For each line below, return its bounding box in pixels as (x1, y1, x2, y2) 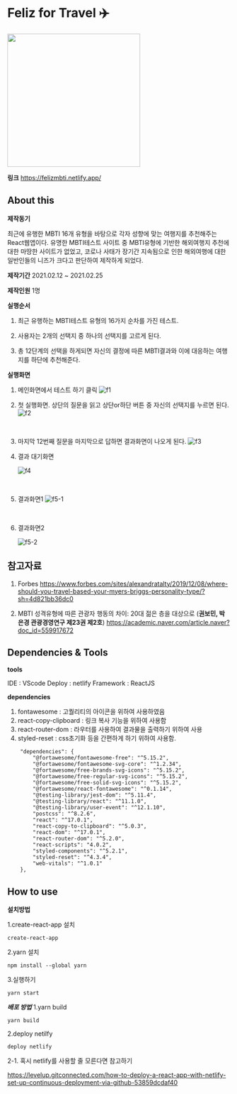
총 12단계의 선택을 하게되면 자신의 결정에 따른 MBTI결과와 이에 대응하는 (17, 346, 214, 355)
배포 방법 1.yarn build (7, 1003, 67, 1012)
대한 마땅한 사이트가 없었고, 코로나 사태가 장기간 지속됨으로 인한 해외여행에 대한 (7, 247, 226, 256)
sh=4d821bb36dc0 (17, 594, 74, 603)
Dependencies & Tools (7, 646, 108, 658)
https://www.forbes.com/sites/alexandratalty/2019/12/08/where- (40, 579, 229, 588)
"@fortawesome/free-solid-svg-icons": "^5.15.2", (33, 780, 182, 787)
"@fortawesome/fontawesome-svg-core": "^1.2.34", (33, 760, 182, 768)
